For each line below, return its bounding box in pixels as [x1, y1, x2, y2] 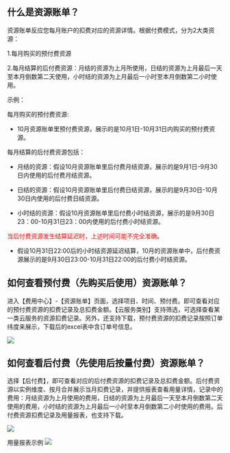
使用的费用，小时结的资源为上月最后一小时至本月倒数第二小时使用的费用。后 [7, 402, 223, 410]
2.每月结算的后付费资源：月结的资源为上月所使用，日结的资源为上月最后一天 [7, 64, 222, 72]
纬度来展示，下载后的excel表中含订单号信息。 [7, 322, 136, 331]
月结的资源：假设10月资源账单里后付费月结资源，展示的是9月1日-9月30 [16, 162, 218, 170]
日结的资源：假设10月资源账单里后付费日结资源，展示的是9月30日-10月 [16, 185, 218, 194]
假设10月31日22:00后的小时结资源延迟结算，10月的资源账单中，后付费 [16, 246, 214, 255]
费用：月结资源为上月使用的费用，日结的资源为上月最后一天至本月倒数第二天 [7, 394, 223, 402]
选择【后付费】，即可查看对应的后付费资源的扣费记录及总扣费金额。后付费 [7, 377, 214, 385]
